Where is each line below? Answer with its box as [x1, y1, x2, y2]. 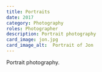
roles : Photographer [6, 25, 59, 32]
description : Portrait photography [6, 31, 97, 37]
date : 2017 [6, 14, 34, 20]
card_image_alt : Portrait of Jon [6, 43, 94, 49]
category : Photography [6, 20, 64, 26]
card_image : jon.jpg [6, 37, 59, 43]
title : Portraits [6, 8, 50, 15]
